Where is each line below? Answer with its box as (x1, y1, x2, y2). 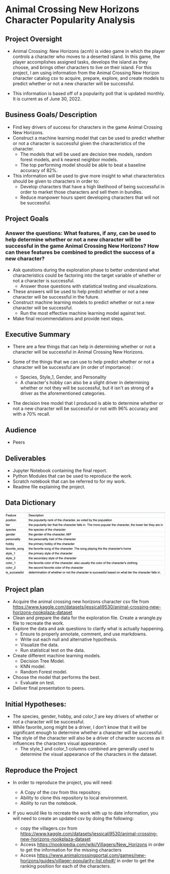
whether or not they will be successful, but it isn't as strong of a (20, 385, 154, 391)
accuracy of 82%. (20, 167, 58, 173)
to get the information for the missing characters (20, 847, 122, 853)
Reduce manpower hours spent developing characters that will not (20, 194, 159, 200)
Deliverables (5, 454, 46, 462)
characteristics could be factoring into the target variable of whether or (12, 272, 161, 278)
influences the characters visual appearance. (12, 740, 108, 746)
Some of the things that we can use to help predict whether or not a (12, 359, 155, 365)
